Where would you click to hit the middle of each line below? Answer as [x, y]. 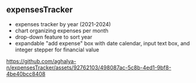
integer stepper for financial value [57, 50]
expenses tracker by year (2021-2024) [63, 24]
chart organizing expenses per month [62, 30]
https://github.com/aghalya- [41, 61]
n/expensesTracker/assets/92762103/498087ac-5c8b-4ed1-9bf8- [89, 67]
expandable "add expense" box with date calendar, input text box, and [102, 43]
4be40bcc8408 [26, 73]
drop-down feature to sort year [53, 37]
